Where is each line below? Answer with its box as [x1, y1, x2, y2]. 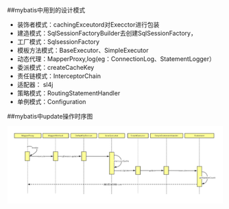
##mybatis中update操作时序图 [7, 112, 93, 120]
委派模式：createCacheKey [16, 64, 95, 71]
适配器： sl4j [16, 81, 53, 88]
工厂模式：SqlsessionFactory [16, 38, 100, 46]
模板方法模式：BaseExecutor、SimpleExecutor [16, 47, 149, 54]
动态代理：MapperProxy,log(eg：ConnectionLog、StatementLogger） [16, 55, 216, 63]
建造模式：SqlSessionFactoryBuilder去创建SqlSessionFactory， [16, 29, 197, 37]
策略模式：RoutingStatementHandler [16, 89, 121, 97]
